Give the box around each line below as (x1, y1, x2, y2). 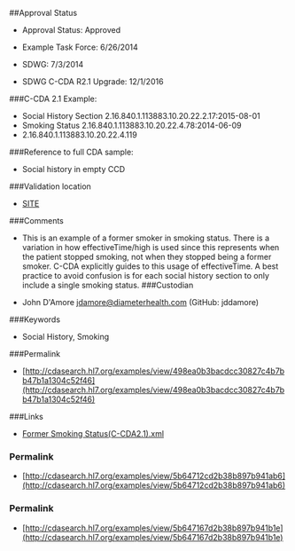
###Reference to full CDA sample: (9, 146, 135, 157)
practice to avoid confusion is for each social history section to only (21, 271, 270, 280)
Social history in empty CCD (21, 164, 126, 174)
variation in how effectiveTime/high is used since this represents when (21, 242, 280, 252)
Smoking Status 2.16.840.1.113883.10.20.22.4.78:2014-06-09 (21, 120, 242, 130)
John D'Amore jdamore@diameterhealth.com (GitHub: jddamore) (21, 297, 260, 307)
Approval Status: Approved (21, 25, 121, 35)
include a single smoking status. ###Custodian (21, 279, 194, 290)
